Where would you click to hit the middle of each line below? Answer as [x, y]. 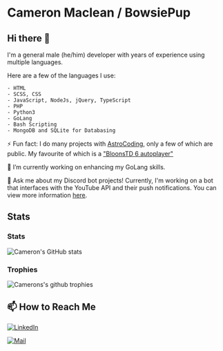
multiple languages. [35, 62]
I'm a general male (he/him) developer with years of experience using [106, 55]
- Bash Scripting [32, 124]
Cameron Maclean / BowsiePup [99, 13]
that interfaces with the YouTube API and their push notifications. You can [112, 188]
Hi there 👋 [29, 38]
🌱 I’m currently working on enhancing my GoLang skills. [86, 167]
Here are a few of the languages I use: [61, 75]
